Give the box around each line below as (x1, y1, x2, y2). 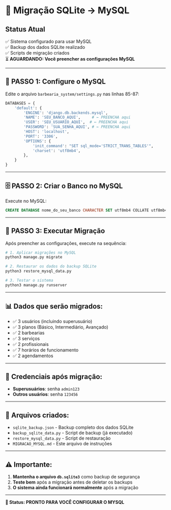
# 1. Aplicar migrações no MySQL (5, 250, 76, 255)
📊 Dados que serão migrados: (5, 302, 103, 311)
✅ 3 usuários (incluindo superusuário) (12, 318, 93, 324)
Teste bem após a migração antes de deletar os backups (12, 479, 133, 486)
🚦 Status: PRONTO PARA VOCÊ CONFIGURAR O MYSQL (5, 499, 125, 505)
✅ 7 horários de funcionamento (12, 346, 79, 353)
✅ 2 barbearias (12, 330, 45, 336)
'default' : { (14, 105, 42, 111)
